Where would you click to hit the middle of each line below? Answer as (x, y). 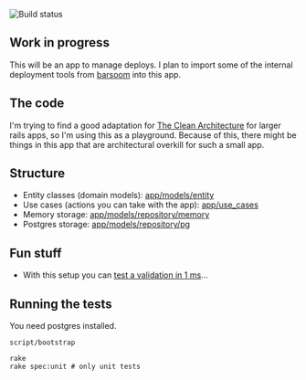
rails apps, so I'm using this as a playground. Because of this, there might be (153, 135)
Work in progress (59, 42)
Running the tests (61, 304)
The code (37, 104)
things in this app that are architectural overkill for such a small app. (137, 144)
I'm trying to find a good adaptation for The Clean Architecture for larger (145, 125)
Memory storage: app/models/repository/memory (116, 215)
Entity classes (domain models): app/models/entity (118, 195)
